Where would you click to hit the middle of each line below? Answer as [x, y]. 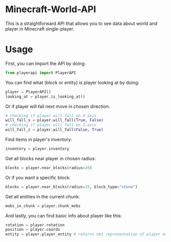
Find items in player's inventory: [39, 139]
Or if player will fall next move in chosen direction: [58, 106]
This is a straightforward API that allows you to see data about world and [81, 23]
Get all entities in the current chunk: [43, 196]
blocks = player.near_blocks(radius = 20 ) [49, 168]
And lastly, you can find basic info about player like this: [64, 216]
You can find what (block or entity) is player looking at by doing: [72, 82]
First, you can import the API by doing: [46, 63]
